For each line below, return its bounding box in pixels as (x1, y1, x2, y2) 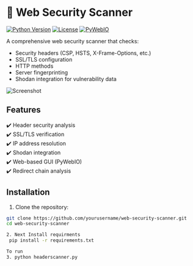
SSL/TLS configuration (15, 56, 73, 63)
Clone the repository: (15, 203, 69, 210)
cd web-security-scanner (6, 221, 70, 227)
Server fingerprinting (15, 68, 68, 76)
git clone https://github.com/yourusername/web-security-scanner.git (6, 215, 188, 221)
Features (6, 105, 41, 115)
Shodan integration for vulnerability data (15, 75, 117, 82)
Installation (6, 187, 50, 198)
